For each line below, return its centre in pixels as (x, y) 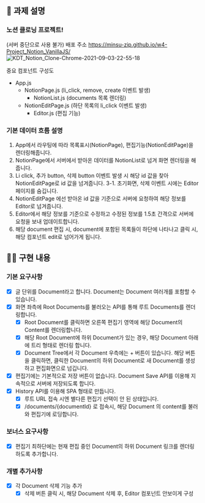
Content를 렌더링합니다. (53, 330)
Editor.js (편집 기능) (57, 113)
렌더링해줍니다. (33, 153)
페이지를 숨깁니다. (36, 191)
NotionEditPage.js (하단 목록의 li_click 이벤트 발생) (85, 105)
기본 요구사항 (24, 277)
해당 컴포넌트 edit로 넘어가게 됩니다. (58, 236)
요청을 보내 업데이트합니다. (47, 221)
